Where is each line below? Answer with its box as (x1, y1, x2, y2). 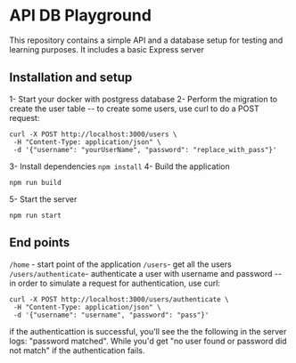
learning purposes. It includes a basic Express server (9, 44, 205, 54)
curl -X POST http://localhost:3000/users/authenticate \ (9, 294, 229, 303)
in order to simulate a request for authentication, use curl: (9, 278, 221, 288)
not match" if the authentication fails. (9, 344, 145, 356)
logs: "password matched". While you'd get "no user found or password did (9, 335, 287, 346)
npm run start (9, 211, 62, 220)
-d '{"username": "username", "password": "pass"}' (12, 311, 210, 319)
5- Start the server (9, 193, 78, 205)
